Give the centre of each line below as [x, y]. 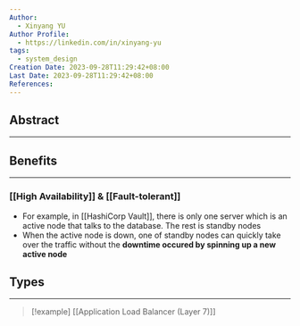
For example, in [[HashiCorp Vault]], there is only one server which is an [154, 216]
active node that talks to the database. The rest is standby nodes [142, 225]
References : [31, 84]
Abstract [34, 120]
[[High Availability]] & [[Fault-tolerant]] [95, 196]
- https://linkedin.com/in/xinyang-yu [90, 42]
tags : [19, 51]
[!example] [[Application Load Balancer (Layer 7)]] [123, 312]
